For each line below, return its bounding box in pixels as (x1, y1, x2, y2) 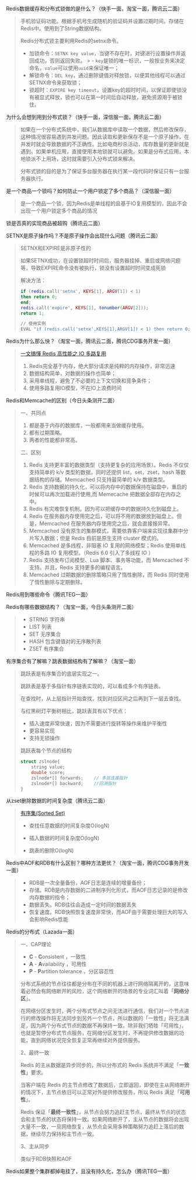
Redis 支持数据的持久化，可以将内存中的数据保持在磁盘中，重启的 (29, 483, 187, 490)
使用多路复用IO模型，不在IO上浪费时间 (29, 384, 122, 391)
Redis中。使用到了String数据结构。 (20, 25, 105, 32)
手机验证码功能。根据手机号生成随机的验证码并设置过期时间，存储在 (20, 18, 184, 25)
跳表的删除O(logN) (29, 847, 74, 854)
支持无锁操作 (29, 735, 60, 742)
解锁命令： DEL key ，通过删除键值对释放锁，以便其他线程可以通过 (29, 72, 185, 79)
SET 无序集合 (29, 630, 61, 637)
